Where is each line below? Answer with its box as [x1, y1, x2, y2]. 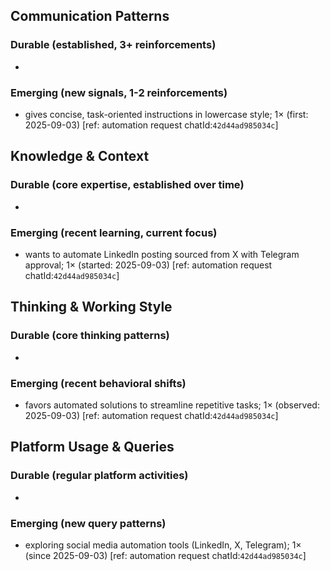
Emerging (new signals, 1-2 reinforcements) [10, 85, 228, 99]
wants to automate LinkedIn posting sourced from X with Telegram [24, 248, 300, 260]
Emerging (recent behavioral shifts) [10, 376, 187, 390]
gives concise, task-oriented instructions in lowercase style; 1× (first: [24, 108, 309, 120]
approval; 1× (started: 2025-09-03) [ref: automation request [24, 259, 273, 271]
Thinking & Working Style [10, 299, 173, 316]
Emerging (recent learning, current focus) [10, 225, 218, 239]
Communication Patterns [10, 8, 170, 25]
